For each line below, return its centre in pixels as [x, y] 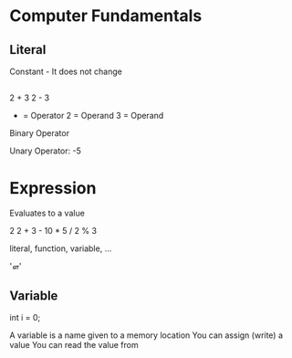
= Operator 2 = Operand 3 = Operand [93, 116]
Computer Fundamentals [106, 16]
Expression [53, 188]
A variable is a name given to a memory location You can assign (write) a [146, 335]
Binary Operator [40, 133]
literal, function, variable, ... [61, 248]
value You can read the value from [74, 345]
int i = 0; [25, 318]
